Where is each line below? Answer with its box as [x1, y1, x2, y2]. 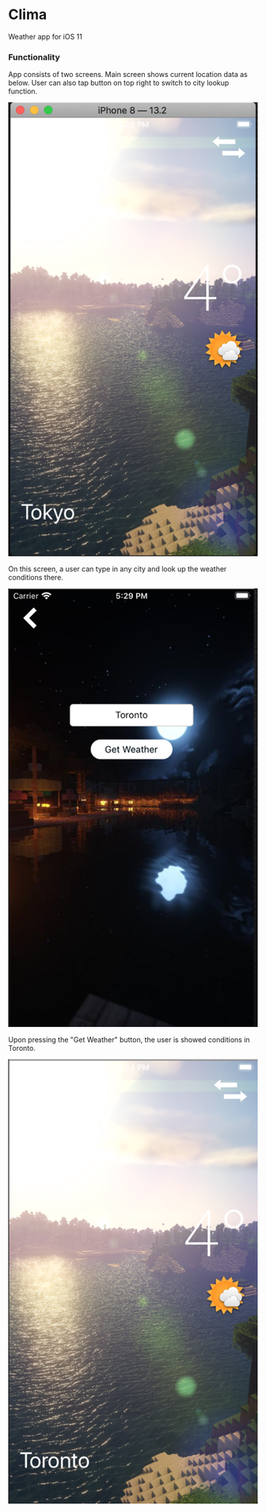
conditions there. [8, 573, 63, 583]
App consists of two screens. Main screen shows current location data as [8, 70, 248, 79]
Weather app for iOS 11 [8, 32, 83, 41]
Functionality [8, 52, 61, 63]
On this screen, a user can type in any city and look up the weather [8, 564, 227, 574]
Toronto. [8, 1044, 36, 1053]
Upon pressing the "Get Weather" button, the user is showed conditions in [8, 1035, 251, 1045]
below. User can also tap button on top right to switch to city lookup [8, 78, 230, 88]
